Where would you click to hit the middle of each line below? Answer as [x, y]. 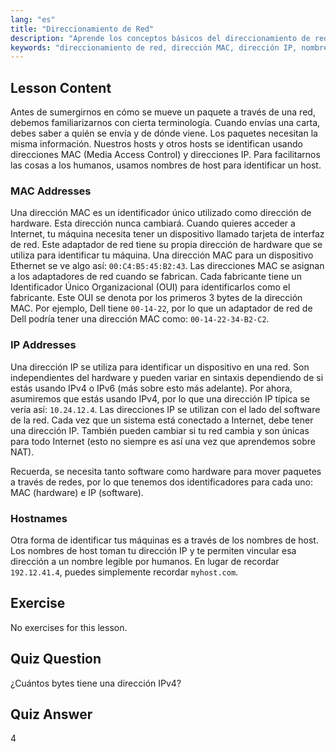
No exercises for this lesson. [69, 627]
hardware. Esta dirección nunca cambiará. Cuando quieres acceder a [153, 223]
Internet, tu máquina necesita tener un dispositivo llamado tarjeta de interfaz [167, 234]
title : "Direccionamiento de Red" [82, 29]
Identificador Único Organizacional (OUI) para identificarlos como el [150, 287]
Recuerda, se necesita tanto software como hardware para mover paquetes [166, 471]
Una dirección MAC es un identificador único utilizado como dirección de [161, 213]
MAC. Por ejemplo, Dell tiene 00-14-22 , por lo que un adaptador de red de [161, 308]
